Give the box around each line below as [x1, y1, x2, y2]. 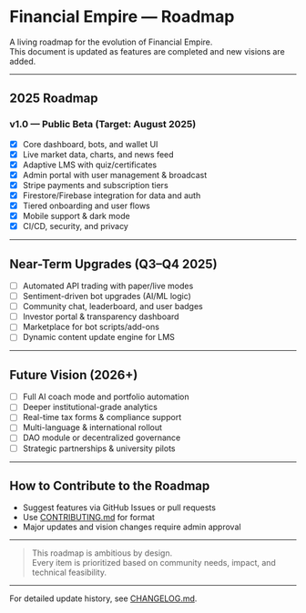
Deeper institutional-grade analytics [22, 402, 158, 413]
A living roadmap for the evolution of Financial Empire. [9, 36, 213, 47]
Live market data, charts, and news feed [22, 148, 175, 160]
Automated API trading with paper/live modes [22, 280, 194, 291]
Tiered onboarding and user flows [22, 200, 150, 211]
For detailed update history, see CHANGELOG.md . [9, 593, 198, 604]
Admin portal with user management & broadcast [22, 169, 208, 180]
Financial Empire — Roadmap [9, 6, 235, 27]
